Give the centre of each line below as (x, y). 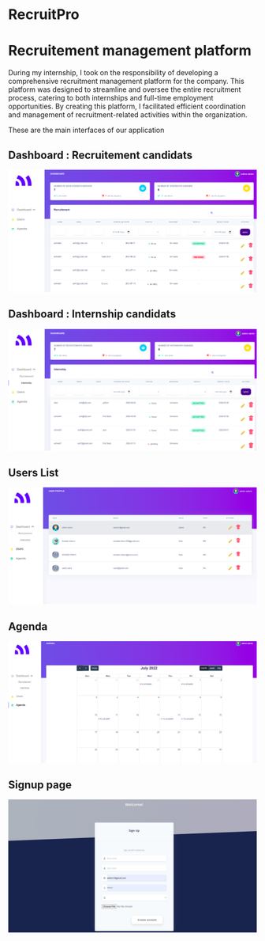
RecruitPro (44, 15)
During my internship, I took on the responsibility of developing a (113, 73)
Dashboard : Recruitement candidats (101, 155)
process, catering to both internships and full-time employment (111, 98)
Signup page (40, 785)
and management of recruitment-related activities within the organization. (128, 115)
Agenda (28, 626)
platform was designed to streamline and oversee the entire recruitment (125, 89)
